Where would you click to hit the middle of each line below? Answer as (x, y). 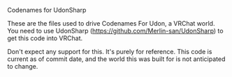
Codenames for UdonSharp (47, 10)
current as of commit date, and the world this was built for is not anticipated (116, 59)
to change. (23, 66)
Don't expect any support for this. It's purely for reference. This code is (110, 52)
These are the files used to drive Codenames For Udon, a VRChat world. (111, 23)
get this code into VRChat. (45, 38)
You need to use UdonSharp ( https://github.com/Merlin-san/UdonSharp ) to (115, 31)
